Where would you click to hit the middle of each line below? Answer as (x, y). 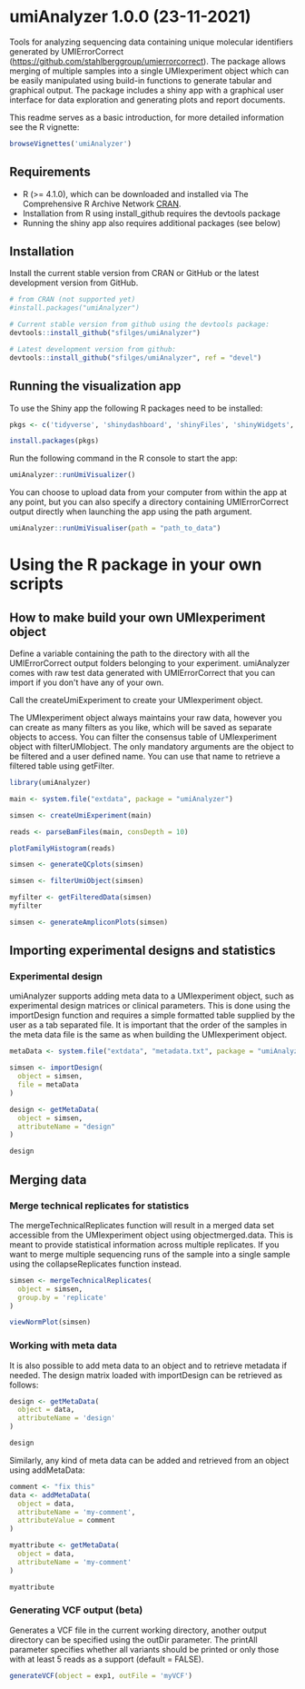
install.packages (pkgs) (54, 441)
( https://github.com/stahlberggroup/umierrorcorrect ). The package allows (148, 61)
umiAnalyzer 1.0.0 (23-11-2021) (130, 17)
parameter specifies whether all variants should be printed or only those (144, 1649)
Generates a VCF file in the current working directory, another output (138, 1630)
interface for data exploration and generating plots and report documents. (148, 99)
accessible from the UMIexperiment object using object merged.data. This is (151, 1235)
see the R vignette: (44, 127)
